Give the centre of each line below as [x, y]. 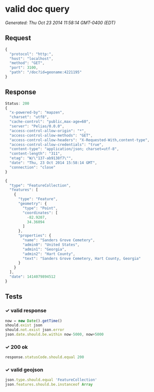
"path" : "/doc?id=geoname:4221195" [46, 72]
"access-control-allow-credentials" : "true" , [57, 144]
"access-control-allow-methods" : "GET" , [51, 135]
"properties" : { [34, 236]
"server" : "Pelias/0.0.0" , [37, 126]
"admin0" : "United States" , [51, 245]
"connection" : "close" [33, 167]
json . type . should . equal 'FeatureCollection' [51, 380]
